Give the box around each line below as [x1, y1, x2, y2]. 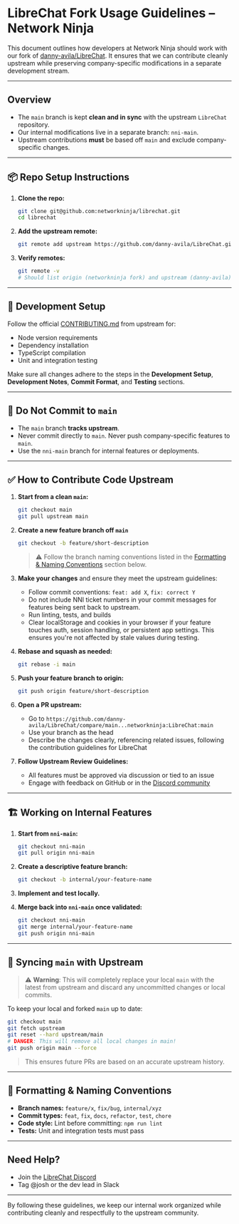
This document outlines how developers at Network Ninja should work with [7, 43, 228, 52]
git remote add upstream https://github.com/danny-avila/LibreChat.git [17, 241, 235, 248]
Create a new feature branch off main [17, 526, 129, 535]
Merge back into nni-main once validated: [17, 903, 142, 912]
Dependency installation [17, 341, 89, 349]
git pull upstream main [17, 513, 89, 520]
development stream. [7, 66, 70, 75]
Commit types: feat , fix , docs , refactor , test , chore [17, 1111, 172, 1120]
